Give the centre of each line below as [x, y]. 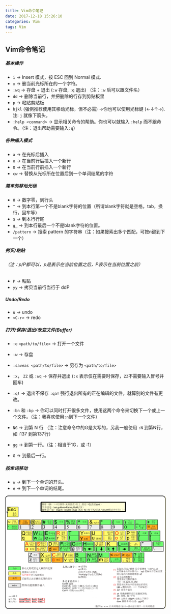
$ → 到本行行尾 [28, 219]
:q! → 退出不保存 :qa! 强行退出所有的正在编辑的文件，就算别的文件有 [85, 393]
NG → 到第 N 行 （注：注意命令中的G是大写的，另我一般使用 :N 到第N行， [89, 428]
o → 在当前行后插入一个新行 [42, 161]
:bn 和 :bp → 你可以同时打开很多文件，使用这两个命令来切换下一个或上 [87, 411]
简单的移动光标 [21, 186]
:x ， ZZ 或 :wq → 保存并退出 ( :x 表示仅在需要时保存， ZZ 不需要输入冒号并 [88, 376]
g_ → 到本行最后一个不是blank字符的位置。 [58, 225]
